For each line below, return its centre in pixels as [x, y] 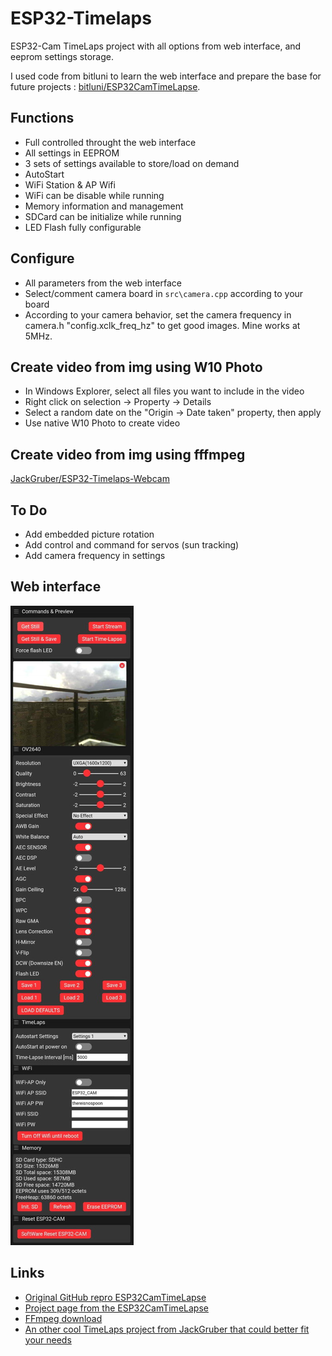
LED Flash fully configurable [83, 227]
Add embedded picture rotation [89, 534]
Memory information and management [104, 206]
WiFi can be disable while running [94, 195]
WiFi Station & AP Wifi [70, 184]
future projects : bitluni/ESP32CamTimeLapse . [105, 86]
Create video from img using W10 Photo [136, 367]
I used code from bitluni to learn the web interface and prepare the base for [166, 76]
